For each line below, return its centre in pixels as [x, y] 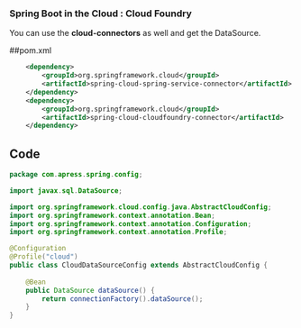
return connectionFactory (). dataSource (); [123, 299]
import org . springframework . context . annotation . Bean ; [113, 215]
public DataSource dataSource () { [90, 290]
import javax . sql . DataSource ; [66, 191]
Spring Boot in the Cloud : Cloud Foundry [100, 14]
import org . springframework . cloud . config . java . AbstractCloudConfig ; [141, 207]
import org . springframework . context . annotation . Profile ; [119, 232]
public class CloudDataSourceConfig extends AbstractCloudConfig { [139, 265]
